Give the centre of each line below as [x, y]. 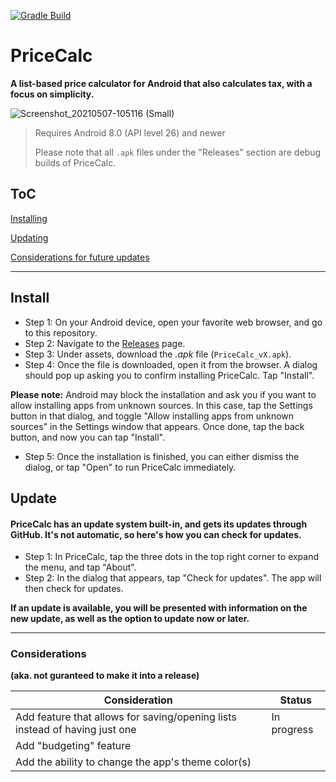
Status [296, 700]
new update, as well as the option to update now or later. [130, 619]
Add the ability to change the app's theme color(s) [133, 762]
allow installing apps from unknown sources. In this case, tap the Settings [161, 405]
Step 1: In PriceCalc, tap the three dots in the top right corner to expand [172, 557]
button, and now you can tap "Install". [88, 437]
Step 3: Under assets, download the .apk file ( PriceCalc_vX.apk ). [158, 354]
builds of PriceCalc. [75, 162]
